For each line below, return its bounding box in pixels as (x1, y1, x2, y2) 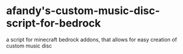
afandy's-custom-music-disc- (6, 4, 160, 18)
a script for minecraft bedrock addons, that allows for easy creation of (6, 36, 178, 43)
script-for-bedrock (6, 16, 101, 30)
